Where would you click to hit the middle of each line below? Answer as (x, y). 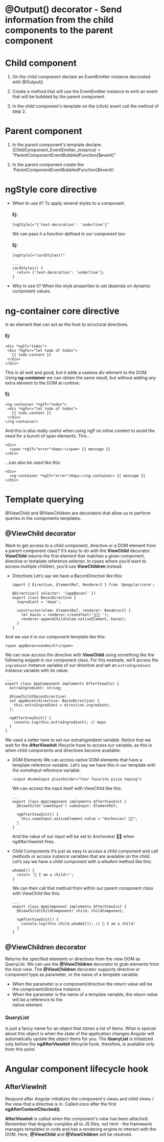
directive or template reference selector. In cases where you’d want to (76, 561)
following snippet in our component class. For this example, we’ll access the (82, 660)
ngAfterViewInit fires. (34, 841)
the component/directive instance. (47, 989)
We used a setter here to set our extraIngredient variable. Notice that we (78, 740)
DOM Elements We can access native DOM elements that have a (77, 760)
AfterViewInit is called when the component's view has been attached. (77, 1118)
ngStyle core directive (51, 190)
